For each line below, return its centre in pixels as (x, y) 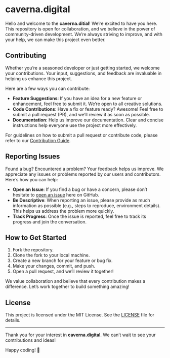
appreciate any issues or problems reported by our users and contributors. (83, 174)
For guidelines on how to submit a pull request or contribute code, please (81, 135)
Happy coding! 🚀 (23, 350)
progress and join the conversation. (50, 221)
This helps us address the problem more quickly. (63, 211)
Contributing (26, 56)
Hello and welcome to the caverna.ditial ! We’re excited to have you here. (81, 23)
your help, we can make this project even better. (55, 40)
